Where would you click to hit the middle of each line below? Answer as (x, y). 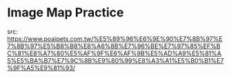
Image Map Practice (66, 13)
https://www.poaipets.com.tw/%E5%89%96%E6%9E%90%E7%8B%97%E (115, 38)
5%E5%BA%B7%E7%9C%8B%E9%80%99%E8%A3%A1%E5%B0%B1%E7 (115, 60)
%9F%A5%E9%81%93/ (41, 68)
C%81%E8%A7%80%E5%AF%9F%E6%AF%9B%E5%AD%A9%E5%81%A (114, 53)
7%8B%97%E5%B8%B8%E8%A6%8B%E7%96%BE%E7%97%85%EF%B (114, 46)
